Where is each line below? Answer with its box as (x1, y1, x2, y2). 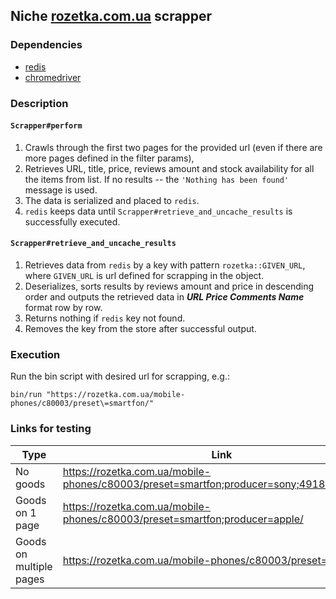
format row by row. (24, 302, 103, 314)
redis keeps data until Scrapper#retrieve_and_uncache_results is (24, 205, 293, 217)
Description (10, 96, 69, 110)
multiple (15, 559, 53, 573)
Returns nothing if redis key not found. (24, 312, 186, 324)
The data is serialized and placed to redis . (24, 194, 200, 206)
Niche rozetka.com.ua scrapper (10, 8, 213, 25)
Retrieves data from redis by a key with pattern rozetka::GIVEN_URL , (24, 259, 306, 271)
